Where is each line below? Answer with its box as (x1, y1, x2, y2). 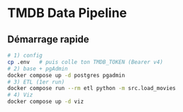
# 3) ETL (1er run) (7, 78, 65, 86)
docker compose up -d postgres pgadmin (7, 72, 126, 79)
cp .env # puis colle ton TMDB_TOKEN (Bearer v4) (7, 58, 163, 65)
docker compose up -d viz (7, 98, 84, 106)
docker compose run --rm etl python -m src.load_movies (7, 85, 176, 92)
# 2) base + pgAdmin (7, 65, 69, 72)
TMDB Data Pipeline (7, 5, 128, 21)
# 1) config (7, 52, 43, 59)
